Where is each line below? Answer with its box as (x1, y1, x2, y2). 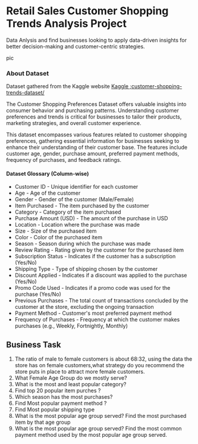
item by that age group (14, 418, 71, 426)
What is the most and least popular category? (14, 381, 127, 388)
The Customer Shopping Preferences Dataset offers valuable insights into (6, 101, 187, 108)
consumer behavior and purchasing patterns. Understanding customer (6, 107, 180, 114)
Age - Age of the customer (14, 189, 81, 197)
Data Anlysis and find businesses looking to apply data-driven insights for (6, 36, 187, 43)
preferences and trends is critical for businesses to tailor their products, (6, 113, 182, 120)
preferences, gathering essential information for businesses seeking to (6, 137, 180, 145)
